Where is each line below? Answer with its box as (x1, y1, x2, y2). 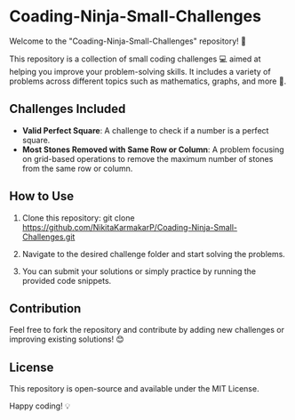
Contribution (9, 301, 82, 316)
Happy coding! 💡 (9, 400, 71, 411)
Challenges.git (21, 231, 76, 242)
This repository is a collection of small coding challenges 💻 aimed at (9, 53, 261, 64)
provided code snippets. (21, 275, 112, 286)
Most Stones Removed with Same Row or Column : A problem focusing (21, 144, 284, 155)
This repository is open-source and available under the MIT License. (9, 384, 259, 394)
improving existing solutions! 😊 (9, 334, 124, 344)
